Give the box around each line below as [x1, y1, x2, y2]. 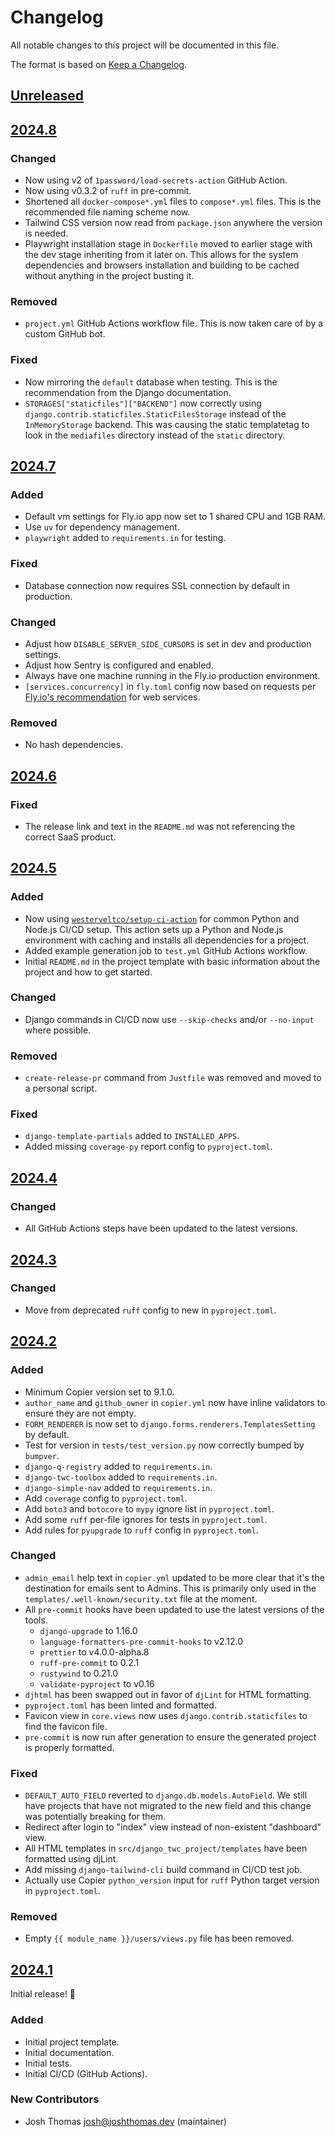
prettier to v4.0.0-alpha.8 [39, 1646, 150, 1658]
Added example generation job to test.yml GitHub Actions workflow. [24, 944, 308, 956]
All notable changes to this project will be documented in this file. [10, 39, 280, 51]
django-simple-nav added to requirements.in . [24, 1481, 213, 1493]
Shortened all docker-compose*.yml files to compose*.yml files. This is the [24, 196, 322, 208]
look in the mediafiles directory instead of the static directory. [24, 429, 286, 441]
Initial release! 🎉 [10, 1988, 77, 2000]
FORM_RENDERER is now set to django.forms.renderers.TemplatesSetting [24, 1417, 316, 1430]
